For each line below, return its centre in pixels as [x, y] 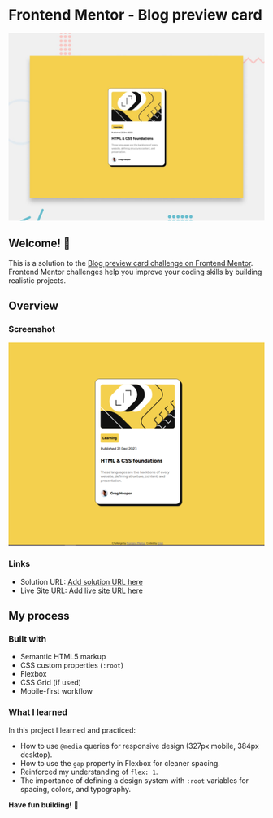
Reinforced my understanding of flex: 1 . [89, 772]
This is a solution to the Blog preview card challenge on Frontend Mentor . [131, 263]
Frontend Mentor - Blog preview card [135, 15]
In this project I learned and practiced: [72, 730]
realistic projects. [37, 280]
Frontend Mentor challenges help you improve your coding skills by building [135, 272]
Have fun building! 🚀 [43, 805]
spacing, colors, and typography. [76, 789]
